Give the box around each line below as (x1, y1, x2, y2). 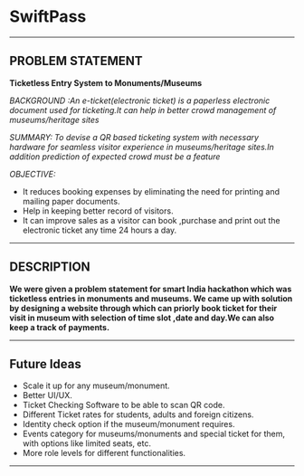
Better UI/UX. (22, 390, 72, 401)
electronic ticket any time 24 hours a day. (22, 224, 177, 235)
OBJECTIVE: (9, 168, 56, 179)
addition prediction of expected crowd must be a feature (9, 151, 221, 162)
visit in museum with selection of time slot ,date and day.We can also (9, 312, 274, 323)
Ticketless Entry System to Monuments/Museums (9, 77, 203, 88)
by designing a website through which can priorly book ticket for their (9, 302, 278, 313)
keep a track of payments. (9, 321, 110, 332)
